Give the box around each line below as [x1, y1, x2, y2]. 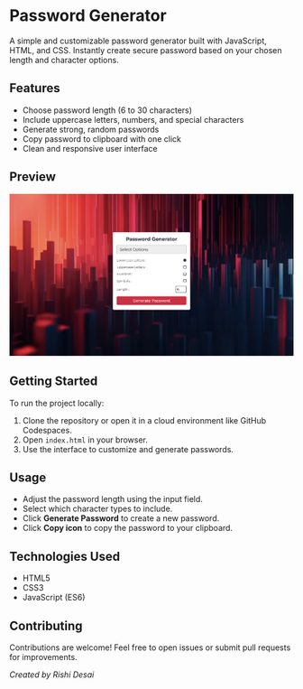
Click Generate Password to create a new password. [22, 513, 220, 524]
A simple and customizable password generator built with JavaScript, [9, 35, 268, 46]
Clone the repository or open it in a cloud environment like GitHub [22, 414, 267, 425]
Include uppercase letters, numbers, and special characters [22, 114, 244, 125]
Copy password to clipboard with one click [22, 133, 182, 144]
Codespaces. [22, 424, 72, 435]
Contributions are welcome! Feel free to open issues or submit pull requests [9, 642, 291, 653]
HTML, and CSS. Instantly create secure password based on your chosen [9, 44, 282, 55]
